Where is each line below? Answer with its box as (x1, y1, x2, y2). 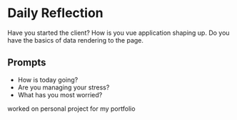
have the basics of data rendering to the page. (7, 36, 144, 44)
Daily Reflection (7, 5, 104, 21)
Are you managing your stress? (17, 83, 110, 92)
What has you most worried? (17, 90, 103, 99)
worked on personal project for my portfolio (7, 104, 136, 113)
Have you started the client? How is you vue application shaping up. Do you (7, 28, 230, 37)
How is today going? (17, 75, 79, 84)
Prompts (7, 57, 46, 69)
